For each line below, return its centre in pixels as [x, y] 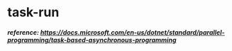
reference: [23, 32]
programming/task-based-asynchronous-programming [92, 40]
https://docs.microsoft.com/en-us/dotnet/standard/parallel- [132, 32]
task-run [33, 12]
